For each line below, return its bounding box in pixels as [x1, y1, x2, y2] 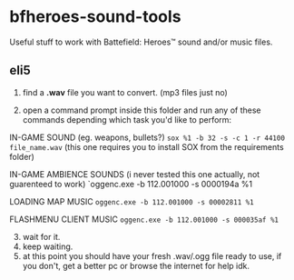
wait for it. [22, 231, 61, 242]
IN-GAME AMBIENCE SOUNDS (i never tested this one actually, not [9, 168, 260, 179]
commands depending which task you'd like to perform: [22, 114, 232, 125]
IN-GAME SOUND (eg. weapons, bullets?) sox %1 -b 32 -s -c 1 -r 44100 [9, 132, 286, 143]
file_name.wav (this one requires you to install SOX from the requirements [9, 141, 284, 152]
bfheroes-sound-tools [9, 6, 181, 27]
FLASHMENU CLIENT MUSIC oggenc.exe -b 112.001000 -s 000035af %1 [9, 214, 279, 225]
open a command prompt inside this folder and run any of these [22, 105, 261, 115]
